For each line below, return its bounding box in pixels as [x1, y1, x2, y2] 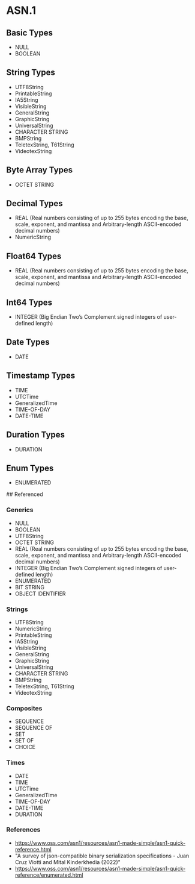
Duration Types [6, 430, 65, 440]
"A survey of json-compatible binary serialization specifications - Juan [14, 852, 190, 859]
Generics [6, 506, 34, 514]
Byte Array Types [6, 165, 73, 175]
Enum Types [6, 463, 54, 473]
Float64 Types [6, 251, 62, 261]
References [6, 826, 41, 834]
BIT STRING [14, 583, 45, 591]
